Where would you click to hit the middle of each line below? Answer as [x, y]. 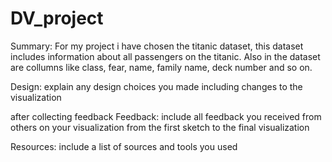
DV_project [57, 18]
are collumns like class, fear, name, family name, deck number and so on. [161, 67]
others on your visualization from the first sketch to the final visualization [160, 127]
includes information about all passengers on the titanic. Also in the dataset [165, 56]
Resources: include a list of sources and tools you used [124, 146]
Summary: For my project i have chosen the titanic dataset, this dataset [157, 46]
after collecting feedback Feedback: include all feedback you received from [166, 116]
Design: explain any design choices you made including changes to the [156, 86]
